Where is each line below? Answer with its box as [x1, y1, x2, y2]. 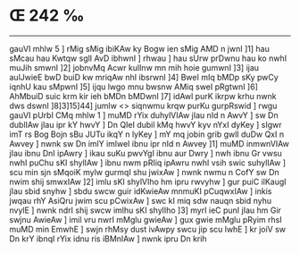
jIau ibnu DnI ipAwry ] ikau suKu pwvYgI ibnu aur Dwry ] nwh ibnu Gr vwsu [9, 148, 283, 158]
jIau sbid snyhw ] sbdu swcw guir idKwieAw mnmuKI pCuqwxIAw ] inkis [9, 185, 272, 197]
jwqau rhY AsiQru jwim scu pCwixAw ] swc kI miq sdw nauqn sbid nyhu [9, 195, 272, 206]
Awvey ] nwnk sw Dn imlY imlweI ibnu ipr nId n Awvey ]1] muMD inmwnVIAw [9, 138, 290, 148]
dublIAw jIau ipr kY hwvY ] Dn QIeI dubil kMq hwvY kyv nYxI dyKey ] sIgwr [9, 119, 283, 130]
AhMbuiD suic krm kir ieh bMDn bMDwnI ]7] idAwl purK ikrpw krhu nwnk [9, 90, 277, 101]
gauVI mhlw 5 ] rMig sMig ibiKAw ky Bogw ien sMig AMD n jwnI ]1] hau [9, 43, 270, 54]
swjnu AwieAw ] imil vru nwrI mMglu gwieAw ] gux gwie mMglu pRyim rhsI [9, 214, 283, 224]
